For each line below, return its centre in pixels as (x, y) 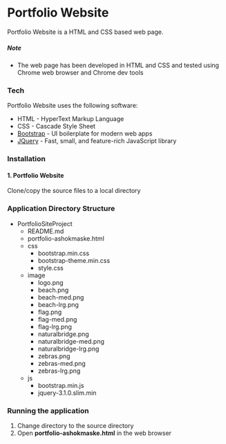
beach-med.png (61, 297)
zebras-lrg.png (59, 371)
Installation (27, 159)
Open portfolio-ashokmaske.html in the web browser (94, 433)
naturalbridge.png (64, 334)
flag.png (50, 312)
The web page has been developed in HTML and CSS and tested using (118, 65)
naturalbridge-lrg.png (68, 349)
